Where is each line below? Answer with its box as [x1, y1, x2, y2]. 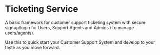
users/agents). [5, 30, 35, 36]
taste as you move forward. [5, 44, 60, 50]
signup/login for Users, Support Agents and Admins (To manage [5, 24, 134, 30]
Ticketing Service [5, 3, 79, 15]
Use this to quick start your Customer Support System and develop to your [5, 39, 155, 45]
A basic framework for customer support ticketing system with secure [5, 19, 146, 25]
